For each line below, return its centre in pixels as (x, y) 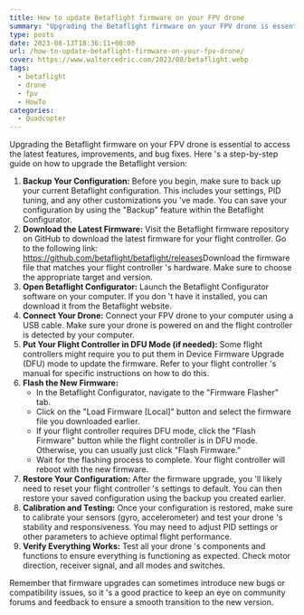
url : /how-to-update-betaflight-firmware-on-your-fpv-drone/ (127, 52)
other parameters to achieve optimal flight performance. (127, 537)
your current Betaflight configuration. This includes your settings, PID (152, 191)
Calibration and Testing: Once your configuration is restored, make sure (158, 508)
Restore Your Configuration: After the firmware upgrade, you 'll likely (152, 479)
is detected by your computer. (79, 335)
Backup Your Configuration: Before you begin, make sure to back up (152, 181)
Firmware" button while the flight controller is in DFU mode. (147, 440)
